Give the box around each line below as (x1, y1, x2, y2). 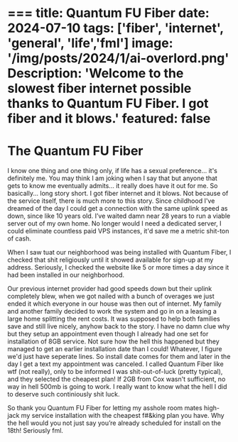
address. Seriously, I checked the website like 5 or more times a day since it (7, 263, 229, 272)
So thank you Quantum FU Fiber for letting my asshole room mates (7, 404, 202, 412)
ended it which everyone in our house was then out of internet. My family (7, 299, 222, 308)
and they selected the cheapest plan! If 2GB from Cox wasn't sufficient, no (7, 375, 226, 384)
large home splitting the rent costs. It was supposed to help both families (7, 314, 220, 324)
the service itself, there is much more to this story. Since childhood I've (7, 197, 215, 205)
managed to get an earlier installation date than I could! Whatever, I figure (7, 345, 222, 353)
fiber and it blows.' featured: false (7, 111, 211, 127)
